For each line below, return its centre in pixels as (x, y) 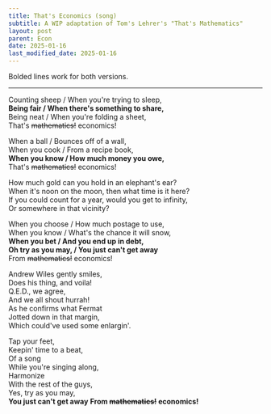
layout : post (30, 31)
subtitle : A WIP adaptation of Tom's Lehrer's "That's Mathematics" (126, 23)
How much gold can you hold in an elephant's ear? (93, 182)
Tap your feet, (31, 341)
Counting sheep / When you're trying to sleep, (85, 99)
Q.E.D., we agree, (37, 291)
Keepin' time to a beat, (46, 350)
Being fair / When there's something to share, (86, 108)
